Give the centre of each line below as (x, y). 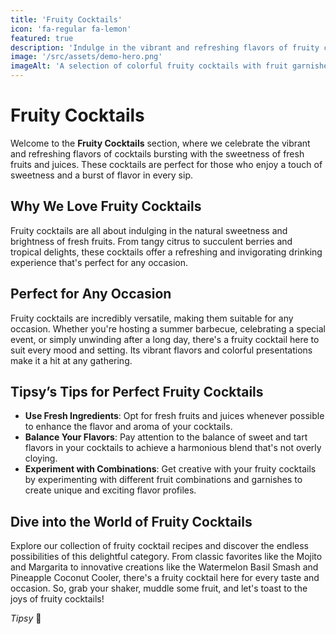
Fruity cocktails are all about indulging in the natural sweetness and (149, 230)
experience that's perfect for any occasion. (99, 262)
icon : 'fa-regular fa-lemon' (71, 29)
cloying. (41, 458)
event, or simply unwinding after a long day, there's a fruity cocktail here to (165, 339)
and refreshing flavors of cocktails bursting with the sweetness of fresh (157, 153)
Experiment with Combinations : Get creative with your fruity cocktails (170, 469)
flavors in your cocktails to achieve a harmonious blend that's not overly (173, 448)
